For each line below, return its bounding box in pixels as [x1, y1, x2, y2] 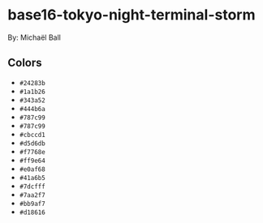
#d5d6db [19, 139, 45, 148]
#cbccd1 [19, 131, 45, 139]
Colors [7, 56, 42, 70]
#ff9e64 [19, 157, 45, 165]
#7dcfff [19, 182, 45, 191]
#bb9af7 [19, 199, 45, 208]
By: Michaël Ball [7, 32, 62, 42]
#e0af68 [19, 165, 45, 174]
